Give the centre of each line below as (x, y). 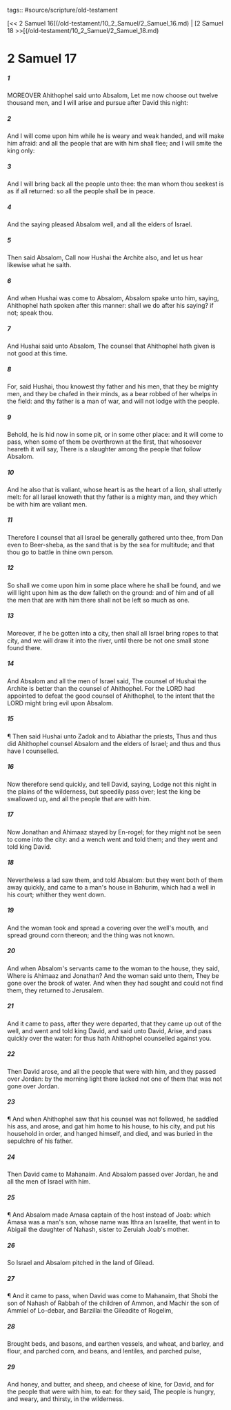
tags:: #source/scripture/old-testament (63, 10)
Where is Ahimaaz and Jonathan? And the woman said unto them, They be (113, 975)
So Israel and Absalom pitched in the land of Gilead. (81, 1263)
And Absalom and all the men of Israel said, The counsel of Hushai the (107, 681)
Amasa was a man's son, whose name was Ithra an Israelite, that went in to (114, 1222)
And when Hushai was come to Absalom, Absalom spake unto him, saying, (113, 298)
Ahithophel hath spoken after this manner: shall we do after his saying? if (110, 305)
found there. (25, 647)
